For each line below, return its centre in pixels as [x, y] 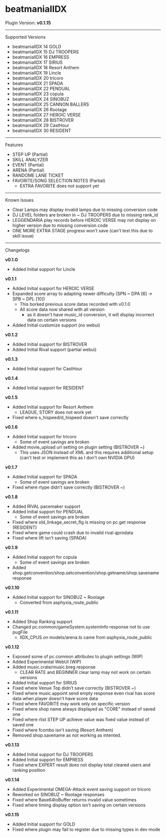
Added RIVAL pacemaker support [46, 506]
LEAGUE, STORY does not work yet [56, 412]
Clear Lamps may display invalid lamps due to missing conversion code [85, 209]
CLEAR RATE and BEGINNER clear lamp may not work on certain [85, 672]
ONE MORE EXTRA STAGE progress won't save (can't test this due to [83, 230]
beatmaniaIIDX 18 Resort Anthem [46, 67]
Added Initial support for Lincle [44, 269]
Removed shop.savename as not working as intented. [67, 735]
